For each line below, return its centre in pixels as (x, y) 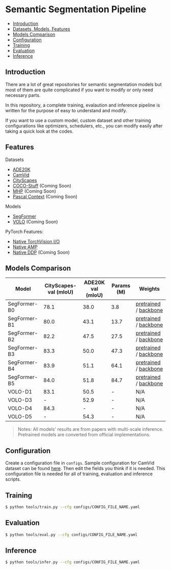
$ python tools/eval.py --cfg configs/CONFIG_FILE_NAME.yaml (72, 535)
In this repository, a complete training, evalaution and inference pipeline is (83, 105)
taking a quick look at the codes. (39, 131)
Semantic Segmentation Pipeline (76, 9)
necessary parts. (23, 95)
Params (121, 286)
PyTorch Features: (24, 231)
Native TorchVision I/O (36, 241)
